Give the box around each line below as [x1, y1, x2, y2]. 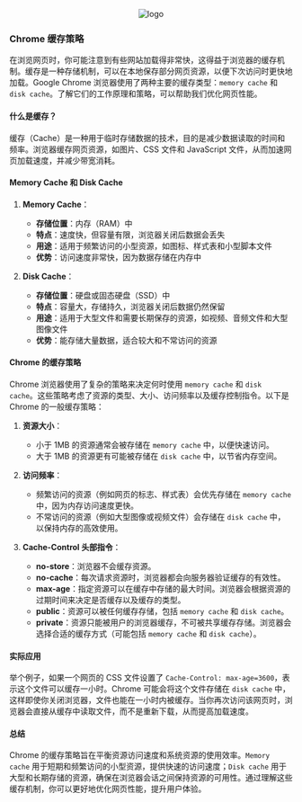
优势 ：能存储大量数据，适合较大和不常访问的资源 [35, 334, 218, 345]
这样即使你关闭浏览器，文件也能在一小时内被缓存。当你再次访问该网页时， [9, 695, 285, 706]
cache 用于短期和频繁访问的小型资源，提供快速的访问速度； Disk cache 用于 [9, 761, 288, 772]
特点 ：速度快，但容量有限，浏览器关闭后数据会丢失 [35, 229, 226, 240]
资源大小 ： [22, 420, 63, 431]
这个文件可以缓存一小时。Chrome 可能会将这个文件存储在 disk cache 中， [16, 683, 290, 694]
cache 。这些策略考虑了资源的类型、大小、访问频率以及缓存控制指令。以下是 [9, 389, 289, 400]
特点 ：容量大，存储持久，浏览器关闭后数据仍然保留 [35, 301, 226, 312]
